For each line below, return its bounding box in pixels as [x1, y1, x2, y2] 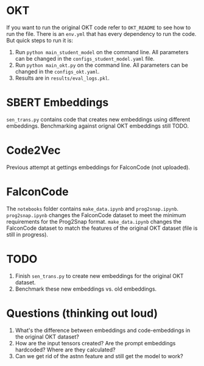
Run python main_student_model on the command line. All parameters [15, 48, 189, 55]
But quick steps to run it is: [6, 36, 73, 44]
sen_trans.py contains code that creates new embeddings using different [6, 116, 191, 123]
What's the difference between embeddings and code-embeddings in [15, 326, 191, 334]
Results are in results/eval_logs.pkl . [15, 74, 110, 81]
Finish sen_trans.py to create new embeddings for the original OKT [15, 272, 184, 280]
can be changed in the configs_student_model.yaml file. [15, 55, 155, 62]
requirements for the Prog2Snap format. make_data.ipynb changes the [6, 218, 181, 225]
